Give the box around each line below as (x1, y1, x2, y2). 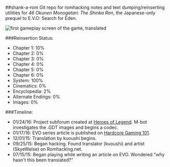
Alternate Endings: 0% (12, 94, 60, 100)
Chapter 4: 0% (12, 61, 44, 67)
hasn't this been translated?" (12, 157, 74, 163)
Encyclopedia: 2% (12, 88, 51, 94)
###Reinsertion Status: (5, 35, 54, 41)
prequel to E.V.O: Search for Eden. (5, 15, 77, 21)
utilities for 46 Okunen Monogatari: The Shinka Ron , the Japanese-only (5, 10, 156, 16)
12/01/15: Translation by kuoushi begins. (12, 135, 97, 141)
